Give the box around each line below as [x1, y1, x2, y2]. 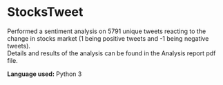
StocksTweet [7, 4, 84, 20]
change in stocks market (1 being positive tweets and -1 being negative [7, 34, 209, 42]
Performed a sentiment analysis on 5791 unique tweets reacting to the [7, 27, 206, 35]
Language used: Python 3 [7, 70, 82, 78]
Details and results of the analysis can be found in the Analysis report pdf [7, 49, 216, 57]
